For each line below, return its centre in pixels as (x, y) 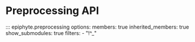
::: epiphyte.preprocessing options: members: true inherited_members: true (97, 27)
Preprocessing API (52, 11)
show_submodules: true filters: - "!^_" (51, 33)
